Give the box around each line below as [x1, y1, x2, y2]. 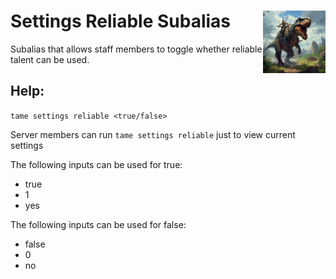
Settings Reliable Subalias [10, 10, 232, 33]
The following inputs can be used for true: [10, 158, 183, 170]
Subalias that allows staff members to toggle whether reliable [10, 43, 263, 55]
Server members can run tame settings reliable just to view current [10, 128, 296, 140]
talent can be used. [10, 53, 90, 65]
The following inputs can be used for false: [10, 218, 187, 230]
